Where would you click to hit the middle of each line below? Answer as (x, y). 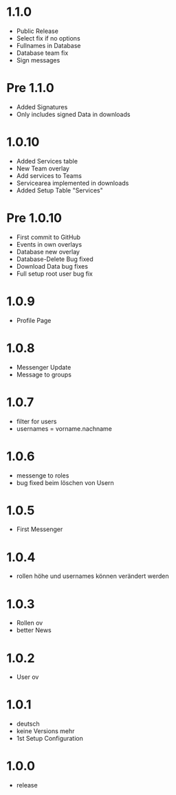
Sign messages (38, 60)
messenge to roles (43, 475)
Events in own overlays (49, 244)
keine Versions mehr (45, 731)
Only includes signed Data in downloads (73, 114)
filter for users (36, 421)
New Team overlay (43, 168)
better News (34, 630)
